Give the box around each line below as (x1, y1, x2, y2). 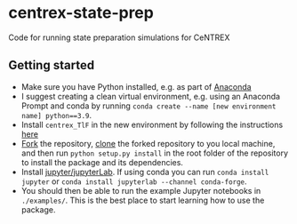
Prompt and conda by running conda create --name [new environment (20, 100, 277, 111)
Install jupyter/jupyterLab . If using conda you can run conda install (20, 166, 269, 177)
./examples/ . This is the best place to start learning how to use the (20, 195, 265, 205)
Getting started (8, 58, 95, 73)
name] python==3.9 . (20, 109, 92, 120)
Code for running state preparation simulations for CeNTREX (8, 32, 230, 43)
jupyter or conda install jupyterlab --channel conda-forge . (20, 176, 247, 187)
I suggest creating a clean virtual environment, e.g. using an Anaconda (20, 91, 281, 101)
